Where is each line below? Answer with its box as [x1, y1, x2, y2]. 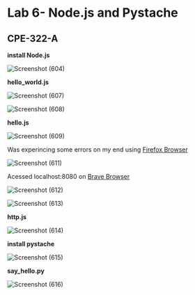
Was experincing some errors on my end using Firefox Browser [7, 145, 188, 154]
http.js [7, 213, 26, 221]
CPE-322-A [7, 33, 58, 45]
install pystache [7, 240, 55, 248]
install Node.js [7, 51, 50, 59]
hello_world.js [7, 78, 49, 86]
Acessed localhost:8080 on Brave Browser [7, 173, 130, 180]
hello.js [7, 118, 29, 127]
